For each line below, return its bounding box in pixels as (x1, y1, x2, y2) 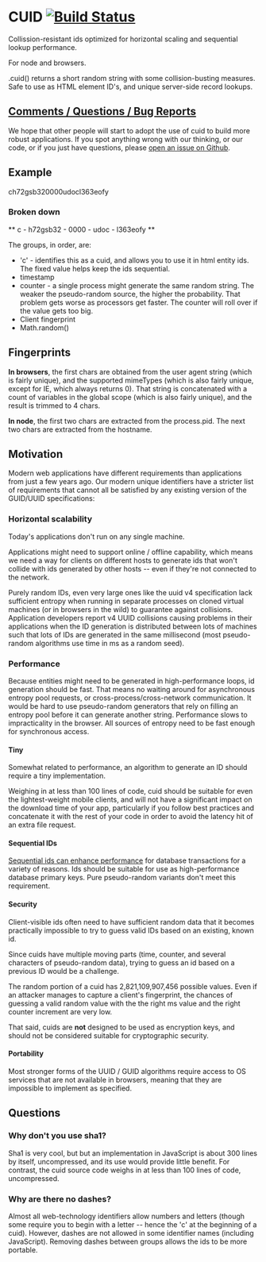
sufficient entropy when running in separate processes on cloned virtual (8, 596, 245, 606)
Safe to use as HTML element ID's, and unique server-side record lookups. (8, 82, 253, 91)
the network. (8, 572, 50, 582)
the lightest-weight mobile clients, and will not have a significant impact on (8, 795, 253, 805)
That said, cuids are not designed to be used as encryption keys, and (8, 1022, 235, 1032)
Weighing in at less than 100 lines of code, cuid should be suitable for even (8, 787, 253, 796)
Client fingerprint (19, 314, 76, 324)
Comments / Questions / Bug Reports (8, 105, 197, 118)
